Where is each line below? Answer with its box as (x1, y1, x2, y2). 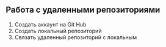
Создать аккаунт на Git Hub (14, 20, 87, 28)
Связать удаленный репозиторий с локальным (14, 33, 137, 41)
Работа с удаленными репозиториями (5, 5, 161, 15)
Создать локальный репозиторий (14, 27, 102, 34)
